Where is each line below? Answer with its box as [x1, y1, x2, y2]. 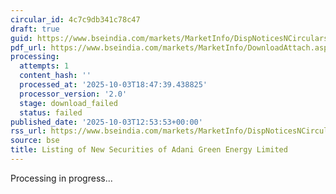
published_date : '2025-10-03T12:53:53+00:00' [10, 117, 203, 127]
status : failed [19, 107, 83, 118]
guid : [10, 33, 33, 43]
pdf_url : [10, 42, 47, 53]
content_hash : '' [19, 71, 92, 81]
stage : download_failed [19, 98, 118, 108]
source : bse [10, 136, 60, 146]
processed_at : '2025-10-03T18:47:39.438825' [19, 80, 208, 90]
